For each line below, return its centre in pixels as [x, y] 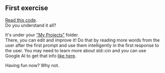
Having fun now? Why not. [32, 65]
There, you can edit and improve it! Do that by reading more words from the [82, 40]
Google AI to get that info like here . [41, 56]
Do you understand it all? [31, 25]
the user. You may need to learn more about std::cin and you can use [76, 50]
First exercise [27, 8]
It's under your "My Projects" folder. [42, 35]
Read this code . [21, 20]
